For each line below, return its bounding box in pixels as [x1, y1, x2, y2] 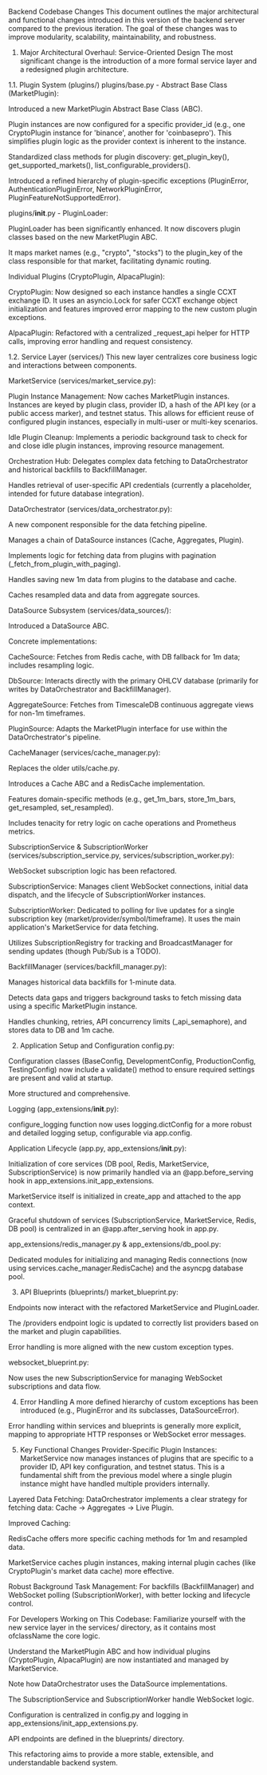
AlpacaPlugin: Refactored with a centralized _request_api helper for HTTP [8, 328, 250, 338]
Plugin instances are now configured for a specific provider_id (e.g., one [8, 120, 245, 129]
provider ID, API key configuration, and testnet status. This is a [19, 1462, 226, 1472]
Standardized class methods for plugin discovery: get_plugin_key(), [8, 152, 230, 161]
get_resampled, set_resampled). [8, 802, 114, 812]
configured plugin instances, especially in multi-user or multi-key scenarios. [8, 417, 258, 426]
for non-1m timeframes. [8, 708, 86, 718]
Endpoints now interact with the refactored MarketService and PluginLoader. [8, 1303, 260, 1312]
